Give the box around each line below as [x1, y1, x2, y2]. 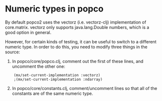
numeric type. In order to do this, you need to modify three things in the [5, 44, 147, 50]
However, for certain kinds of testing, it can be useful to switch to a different [5, 38, 157, 44]
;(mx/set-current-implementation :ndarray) [14, 77, 103, 82]
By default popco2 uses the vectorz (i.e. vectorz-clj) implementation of [5, 19, 147, 25]
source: [5, 49, 20, 55]
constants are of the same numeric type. [12, 90, 93, 96]
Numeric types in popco [5, 3, 104, 14]
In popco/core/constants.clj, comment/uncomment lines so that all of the [12, 85, 157, 91]
